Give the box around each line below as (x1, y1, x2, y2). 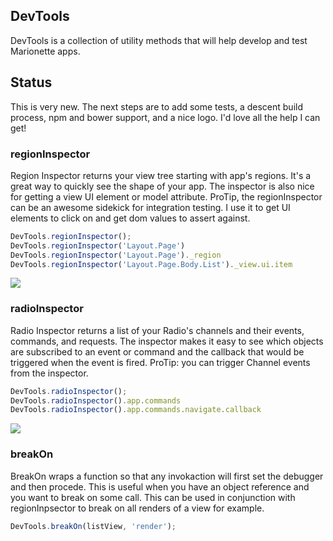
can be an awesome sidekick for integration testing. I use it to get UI (10, 201, 291, 213)
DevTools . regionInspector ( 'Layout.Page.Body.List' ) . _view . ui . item (10, 259, 293, 269)
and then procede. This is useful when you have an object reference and (10, 480, 310, 493)
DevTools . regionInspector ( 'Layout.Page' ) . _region (10, 250, 222, 260)
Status (10, 74, 53, 91)
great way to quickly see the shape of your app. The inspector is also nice (10, 180, 315, 192)
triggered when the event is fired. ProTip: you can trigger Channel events (10, 356, 311, 368)
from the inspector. (10, 367, 89, 379)
